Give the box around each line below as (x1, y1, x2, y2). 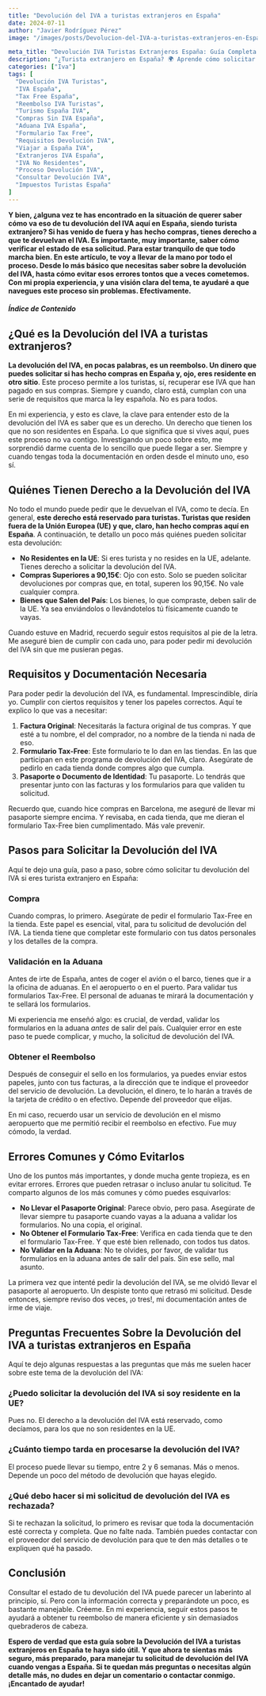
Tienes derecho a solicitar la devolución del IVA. (19, 561, 177, 571)
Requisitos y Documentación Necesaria (8, 667, 207, 681)
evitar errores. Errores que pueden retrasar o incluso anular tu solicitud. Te (8, 1179, 252, 1189)
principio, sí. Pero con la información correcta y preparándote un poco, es (8, 1596, 249, 1606)
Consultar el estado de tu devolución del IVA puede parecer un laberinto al (8, 1587, 252, 1597)
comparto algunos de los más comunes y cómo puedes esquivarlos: (8, 1188, 231, 1198)
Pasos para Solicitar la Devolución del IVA (8, 844, 218, 857)
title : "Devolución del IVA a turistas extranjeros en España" (8, 11, 222, 20)
